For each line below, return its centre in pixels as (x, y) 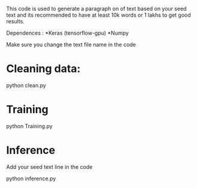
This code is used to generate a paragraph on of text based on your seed (96, 9)
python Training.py (29, 126)
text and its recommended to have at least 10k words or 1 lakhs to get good (99, 15)
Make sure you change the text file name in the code (71, 45)
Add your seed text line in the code (49, 166)
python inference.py (31, 178)
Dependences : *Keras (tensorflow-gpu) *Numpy (67, 33)
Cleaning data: (43, 69)
